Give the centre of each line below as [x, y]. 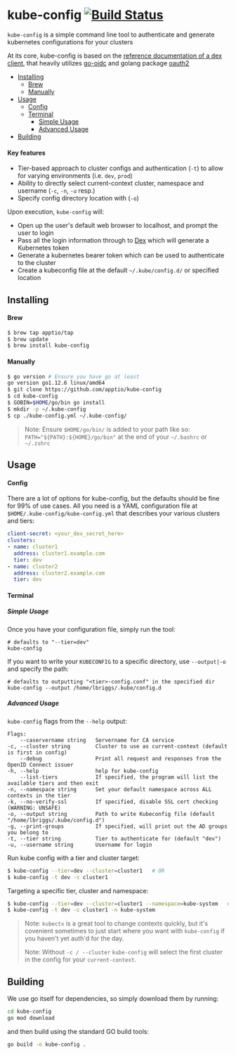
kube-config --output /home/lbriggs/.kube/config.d [84, 688]
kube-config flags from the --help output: [67, 721]
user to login [35, 233]
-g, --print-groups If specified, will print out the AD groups [118, 826]
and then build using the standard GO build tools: [78, 1031]
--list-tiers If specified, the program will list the [119, 777]
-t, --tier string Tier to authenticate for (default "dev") [114, 838]
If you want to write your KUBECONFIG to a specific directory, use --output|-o [117, 661]
